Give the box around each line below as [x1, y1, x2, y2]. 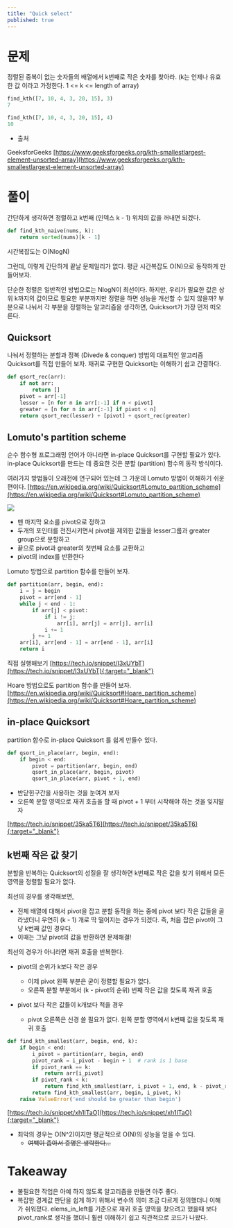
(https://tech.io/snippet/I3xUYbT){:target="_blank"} [7, 667, 154, 675]
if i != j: [44, 613, 76, 621]
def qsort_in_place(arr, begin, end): [7, 750, 119, 756]
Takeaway [7, 1163, 68, 1179]
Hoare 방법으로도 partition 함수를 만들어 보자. [7, 681, 132, 689]
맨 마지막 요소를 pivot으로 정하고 [17, 518, 106, 526]
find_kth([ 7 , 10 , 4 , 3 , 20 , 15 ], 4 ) [7, 114, 113, 121]
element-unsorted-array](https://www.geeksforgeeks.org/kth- [7, 155, 186, 164]
